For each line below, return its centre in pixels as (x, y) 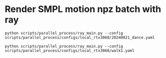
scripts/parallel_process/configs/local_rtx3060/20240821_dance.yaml (80, 37)
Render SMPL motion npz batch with (83, 9)
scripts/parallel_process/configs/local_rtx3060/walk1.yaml (70, 50)
